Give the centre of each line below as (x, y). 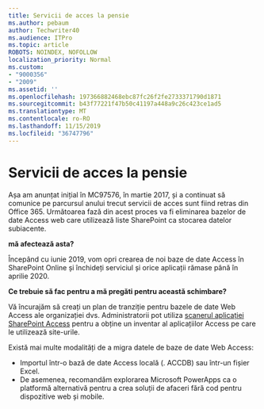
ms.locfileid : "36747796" (51, 133)
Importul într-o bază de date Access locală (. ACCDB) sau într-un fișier (134, 362)
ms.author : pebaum (38, 23)
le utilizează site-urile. (44, 332)
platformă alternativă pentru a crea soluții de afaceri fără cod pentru (130, 388)
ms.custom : (26, 67)
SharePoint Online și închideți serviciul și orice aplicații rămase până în (123, 267)
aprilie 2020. (29, 276)
